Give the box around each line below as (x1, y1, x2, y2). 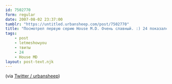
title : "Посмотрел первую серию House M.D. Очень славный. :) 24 (5, 26, 147, 31)
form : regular (5, 12, 36, 17)
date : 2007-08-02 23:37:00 (5, 17, 63, 22)
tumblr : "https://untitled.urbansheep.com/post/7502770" (5, 21, 130, 27)
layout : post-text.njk (5, 59, 54, 64)
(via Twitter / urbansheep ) (5, 73, 60, 79)
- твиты (14, 45, 31, 50)
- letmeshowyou (14, 40, 47, 46)
